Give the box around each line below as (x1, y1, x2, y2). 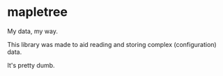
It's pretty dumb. (7, 61, 55, 69)
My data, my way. (7, 27, 58, 35)
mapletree (7, 4, 68, 20)
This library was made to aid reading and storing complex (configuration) (7, 40, 217, 48)
